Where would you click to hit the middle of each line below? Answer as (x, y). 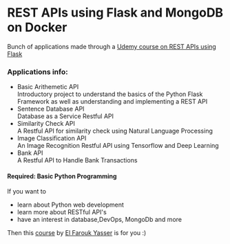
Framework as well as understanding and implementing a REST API (112, 102)
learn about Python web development (70, 205)
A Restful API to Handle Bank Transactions (77, 160)
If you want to (27, 191)
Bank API (30, 153)
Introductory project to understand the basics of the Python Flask (110, 94)
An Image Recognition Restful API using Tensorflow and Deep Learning (118, 146)
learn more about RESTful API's (62, 212)
